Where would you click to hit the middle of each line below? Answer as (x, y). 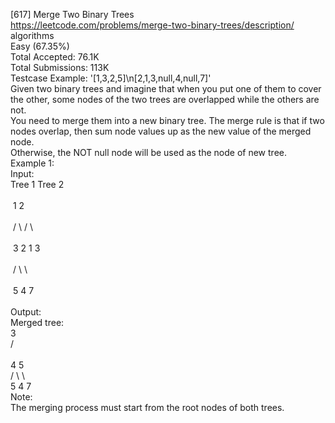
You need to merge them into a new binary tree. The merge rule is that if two (167, 120)
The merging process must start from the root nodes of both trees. (147, 407)
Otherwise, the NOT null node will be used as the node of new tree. (148, 152)
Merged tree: (37, 322)
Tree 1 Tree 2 (37, 184)
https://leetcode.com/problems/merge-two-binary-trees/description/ (152, 25)
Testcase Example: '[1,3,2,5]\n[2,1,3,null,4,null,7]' (111, 78)
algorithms (32, 35)
